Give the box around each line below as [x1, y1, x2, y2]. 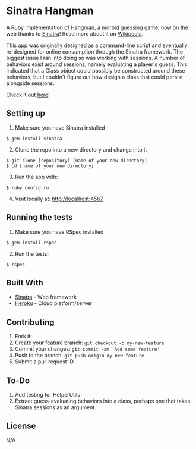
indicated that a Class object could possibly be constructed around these [6, 67, 185, 74]
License [6, 421, 36, 431]
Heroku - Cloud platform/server [14, 300, 92, 307]
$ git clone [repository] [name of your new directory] [6, 158, 147, 164]
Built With [6, 278, 43, 288]
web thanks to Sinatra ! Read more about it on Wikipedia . [6, 30, 144, 37]
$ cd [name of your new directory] [6, 162, 94, 169]
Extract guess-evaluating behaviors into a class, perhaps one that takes [14, 397, 191, 404]
